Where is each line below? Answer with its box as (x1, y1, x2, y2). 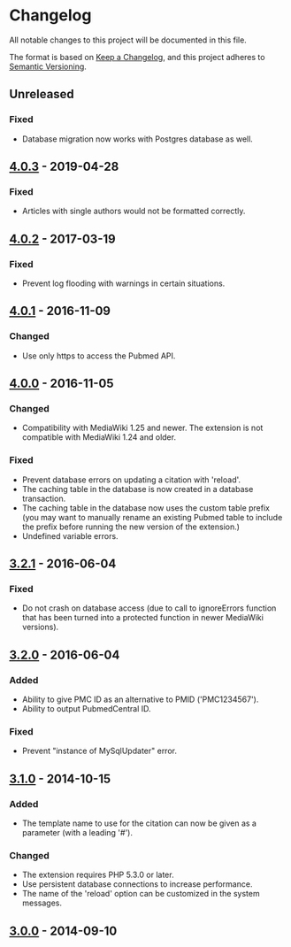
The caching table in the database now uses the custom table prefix (21, 502, 270, 513)
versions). (21, 621, 59, 633)
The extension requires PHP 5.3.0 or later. (21, 869, 174, 881)
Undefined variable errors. (21, 530, 119, 541)
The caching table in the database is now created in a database (21, 483, 254, 494)
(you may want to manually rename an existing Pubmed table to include (21, 512, 283, 522)
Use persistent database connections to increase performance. (21, 879, 253, 889)
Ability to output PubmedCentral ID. (21, 704, 152, 714)
